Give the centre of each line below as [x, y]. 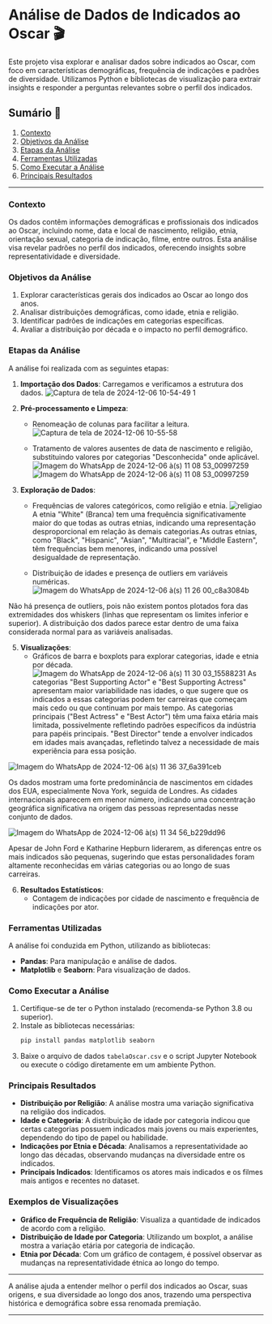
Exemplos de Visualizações [64, 1202]
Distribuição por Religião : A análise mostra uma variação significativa [137, 1103]
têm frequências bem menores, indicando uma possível [125, 548]
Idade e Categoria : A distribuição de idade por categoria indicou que [135, 1120]
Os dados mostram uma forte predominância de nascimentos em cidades [131, 782]
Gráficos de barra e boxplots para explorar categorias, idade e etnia [145, 656]
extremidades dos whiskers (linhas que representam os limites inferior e [128, 615]
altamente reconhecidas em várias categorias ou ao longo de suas [119, 865]
